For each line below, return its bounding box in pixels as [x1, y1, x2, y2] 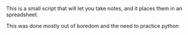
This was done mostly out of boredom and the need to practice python [6, 23, 179, 29]
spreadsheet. [6, 11, 39, 18]
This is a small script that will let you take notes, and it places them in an [6, 5, 183, 12]
